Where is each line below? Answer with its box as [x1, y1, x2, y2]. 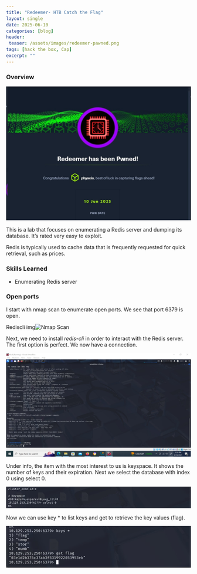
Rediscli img [6, 323, 36, 331]
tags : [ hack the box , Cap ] [6, 47, 72, 53]
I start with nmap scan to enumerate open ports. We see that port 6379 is [6, 305, 184, 313]
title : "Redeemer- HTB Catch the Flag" [6, 9, 104, 15]
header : [6, 34, 25, 40]
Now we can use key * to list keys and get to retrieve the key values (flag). [6, 514, 186, 521]
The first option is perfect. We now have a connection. [6, 341, 138, 348]
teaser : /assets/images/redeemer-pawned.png [8, 40, 119, 46]
